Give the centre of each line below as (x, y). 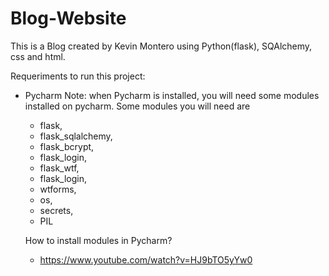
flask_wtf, (59, 168)
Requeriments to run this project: (78, 76)
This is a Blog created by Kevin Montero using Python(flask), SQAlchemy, (161, 46)
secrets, (56, 210)
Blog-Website (68, 18)
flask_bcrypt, (67, 146)
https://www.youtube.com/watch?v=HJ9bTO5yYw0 (146, 259)
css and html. (38, 56)
